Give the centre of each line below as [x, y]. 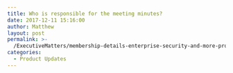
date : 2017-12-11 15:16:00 [46, 20]
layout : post [26, 33]
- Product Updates [40, 59]
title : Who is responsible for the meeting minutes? [85, 14]
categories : [24, 53]
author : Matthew [31, 26]
